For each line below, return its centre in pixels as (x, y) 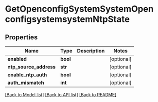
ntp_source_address (32, 67)
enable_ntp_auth (27, 75)
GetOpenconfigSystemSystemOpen (79, 9)
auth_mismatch (26, 83)
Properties (21, 37)
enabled (17, 59)
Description (91, 51)
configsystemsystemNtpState (67, 19)
